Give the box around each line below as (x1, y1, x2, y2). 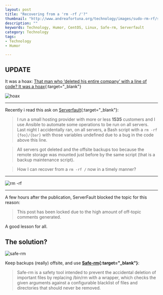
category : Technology (5, 30, 49, 35)
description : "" (5, 20, 38, 26)
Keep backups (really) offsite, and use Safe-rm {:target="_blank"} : (5, 260, 140, 266)
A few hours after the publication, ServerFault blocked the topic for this (5, 194, 147, 200)
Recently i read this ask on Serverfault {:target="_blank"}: (5, 107, 119, 113)
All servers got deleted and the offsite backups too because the (16, 147, 145, 152)
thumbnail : (5, 16, 27, 21)
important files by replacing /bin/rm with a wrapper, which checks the (16, 275, 156, 280)
